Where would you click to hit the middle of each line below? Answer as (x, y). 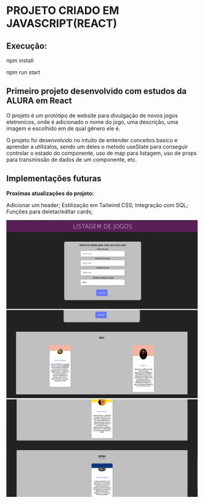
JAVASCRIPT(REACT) (62, 23)
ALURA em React (39, 101)
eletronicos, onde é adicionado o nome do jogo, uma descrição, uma (92, 121)
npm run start (23, 72)
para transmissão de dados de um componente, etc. (72, 159)
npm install (20, 60)
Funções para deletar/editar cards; (49, 211)
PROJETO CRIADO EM (63, 11)
